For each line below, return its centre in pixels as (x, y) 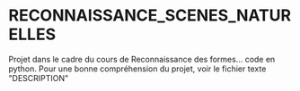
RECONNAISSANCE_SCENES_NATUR (150, 16)
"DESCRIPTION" (39, 78)
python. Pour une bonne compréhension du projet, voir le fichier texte (137, 69)
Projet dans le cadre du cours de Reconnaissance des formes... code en (142, 59)
